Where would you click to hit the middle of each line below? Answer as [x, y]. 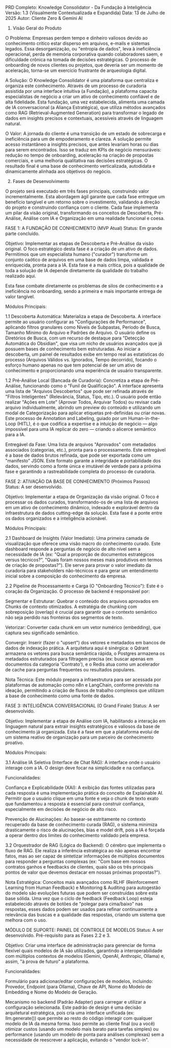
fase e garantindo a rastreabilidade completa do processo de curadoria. [81, 471]
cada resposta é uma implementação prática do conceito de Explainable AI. [84, 793]
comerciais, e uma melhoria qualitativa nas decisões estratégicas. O [77, 161]
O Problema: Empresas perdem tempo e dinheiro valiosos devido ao [77, 38]
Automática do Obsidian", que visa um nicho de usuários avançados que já [84, 343]
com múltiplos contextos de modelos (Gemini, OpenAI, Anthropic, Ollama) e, [85, 956]
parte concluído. [22, 233]
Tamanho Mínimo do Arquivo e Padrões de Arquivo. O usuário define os [80, 333]
